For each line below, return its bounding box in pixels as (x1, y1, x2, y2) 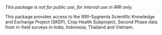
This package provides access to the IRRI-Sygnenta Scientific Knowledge (5, 14, 155, 19)
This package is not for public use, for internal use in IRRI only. (5, 4, 133, 10)
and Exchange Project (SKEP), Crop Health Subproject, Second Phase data (5, 19, 158, 25)
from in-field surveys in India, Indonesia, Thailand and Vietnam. (5, 24, 134, 30)
